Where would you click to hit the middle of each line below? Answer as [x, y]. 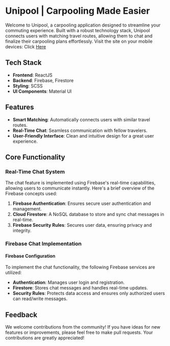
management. [27, 209]
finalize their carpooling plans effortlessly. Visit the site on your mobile [79, 41]
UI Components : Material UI [42, 91]
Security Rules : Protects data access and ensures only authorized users [89, 294]
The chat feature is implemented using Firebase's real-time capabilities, [80, 183]
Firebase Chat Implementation [44, 244]
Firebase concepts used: [31, 194]
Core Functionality [35, 157]
